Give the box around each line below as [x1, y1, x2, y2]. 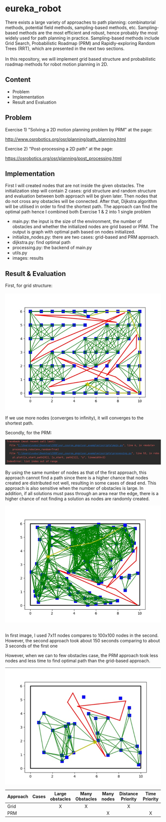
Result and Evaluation [12, 99, 57, 105]
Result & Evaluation [5, 270, 66, 278]
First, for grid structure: [5, 282, 53, 289]
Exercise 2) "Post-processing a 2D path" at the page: [5, 146, 114, 152]
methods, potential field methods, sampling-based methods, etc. [5, 24, 137, 30]
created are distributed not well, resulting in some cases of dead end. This [5, 480, 157, 486]
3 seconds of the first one [5, 643, 58, 649]
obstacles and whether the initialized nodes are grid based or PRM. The [12, 224, 159, 230]
